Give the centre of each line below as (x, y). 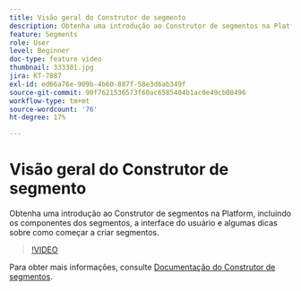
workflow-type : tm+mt (50, 101)
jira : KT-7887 (36, 76)
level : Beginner (39, 51)
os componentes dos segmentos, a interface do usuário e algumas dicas (143, 223)
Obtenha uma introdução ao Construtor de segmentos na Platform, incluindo (150, 214)
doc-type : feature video (56, 59)
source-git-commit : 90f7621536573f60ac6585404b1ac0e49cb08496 (128, 92)
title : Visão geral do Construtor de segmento (98, 17)
